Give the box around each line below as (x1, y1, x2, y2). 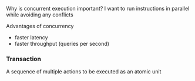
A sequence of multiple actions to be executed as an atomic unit (6, 68, 162, 75)
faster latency (14, 34, 48, 41)
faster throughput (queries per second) (14, 41, 110, 47)
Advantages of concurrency (6, 23, 74, 29)
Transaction (6, 55, 42, 63)
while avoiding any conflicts (6, 11, 73, 18)
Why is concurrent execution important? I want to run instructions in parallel (6, 5, 190, 12)
